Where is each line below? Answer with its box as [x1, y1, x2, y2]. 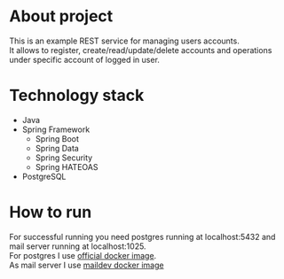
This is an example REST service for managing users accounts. [9, 35, 240, 46]
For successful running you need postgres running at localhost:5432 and [9, 231, 276, 242]
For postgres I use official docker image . [9, 250, 157, 260]
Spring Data [35, 143, 80, 153]
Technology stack [9, 86, 145, 105]
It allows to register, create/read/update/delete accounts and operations [9, 44, 272, 55]
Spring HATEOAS [35, 161, 99, 172]
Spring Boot [35, 133, 80, 143]
